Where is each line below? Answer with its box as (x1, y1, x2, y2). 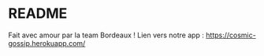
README (8, 5, 68, 23)
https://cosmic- (206, 30, 256, 40)
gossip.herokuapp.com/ (8, 38, 86, 47)
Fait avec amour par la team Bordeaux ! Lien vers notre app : (8, 30, 205, 40)
